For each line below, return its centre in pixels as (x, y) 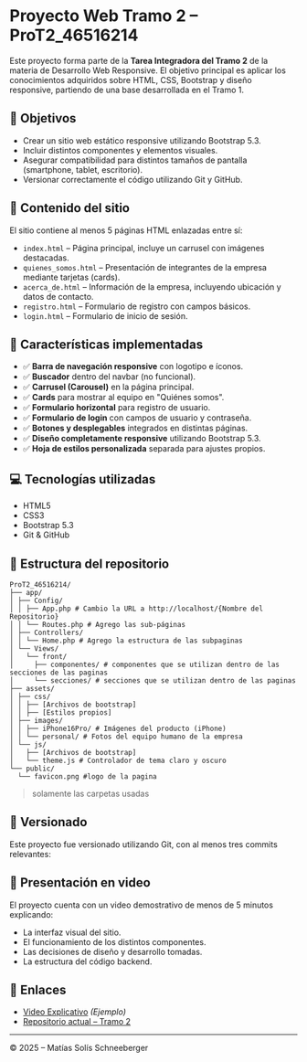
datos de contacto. (58, 296)
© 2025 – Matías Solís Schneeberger (79, 1048)
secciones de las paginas (58, 673)
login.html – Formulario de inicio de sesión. (105, 315)
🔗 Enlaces (38, 990)
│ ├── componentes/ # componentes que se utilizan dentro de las (145, 664)
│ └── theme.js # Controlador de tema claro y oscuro (118, 760)
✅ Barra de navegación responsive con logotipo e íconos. (133, 366)
